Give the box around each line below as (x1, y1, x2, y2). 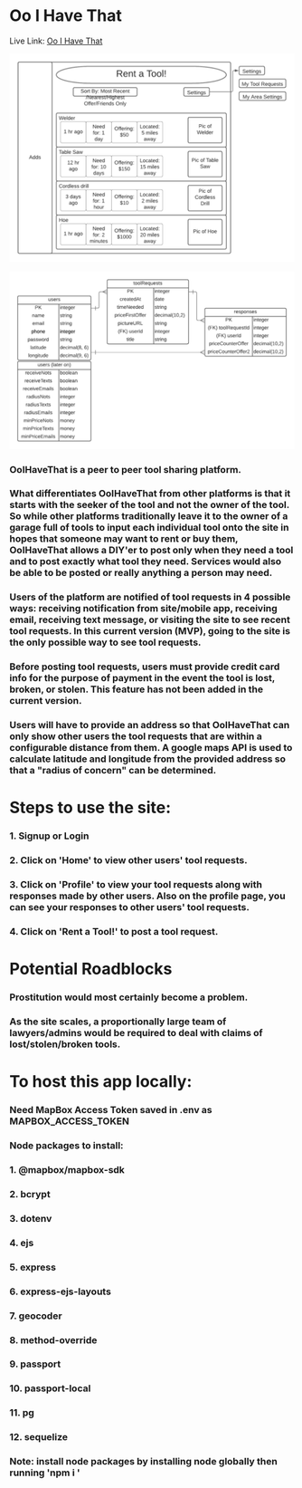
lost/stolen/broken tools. (9, 1038, 121, 1051)
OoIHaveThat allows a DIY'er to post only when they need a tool (9, 544, 294, 557)
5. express (9, 1261, 57, 1273)
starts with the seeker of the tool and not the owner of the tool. (9, 499, 289, 512)
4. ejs (9, 1236, 34, 1249)
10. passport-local (9, 1382, 91, 1395)
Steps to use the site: (9, 798, 172, 818)
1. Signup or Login (9, 830, 90, 842)
